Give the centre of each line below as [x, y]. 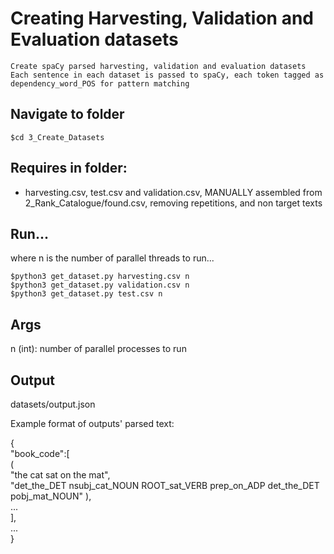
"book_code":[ [40, 453]
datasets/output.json [53, 404]
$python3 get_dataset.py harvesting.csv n [100, 277]
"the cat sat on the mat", [60, 475]
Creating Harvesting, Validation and [162, 18]
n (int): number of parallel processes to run [98, 349]
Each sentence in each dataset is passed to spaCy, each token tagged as [167, 75]
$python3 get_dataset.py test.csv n [86, 294]
